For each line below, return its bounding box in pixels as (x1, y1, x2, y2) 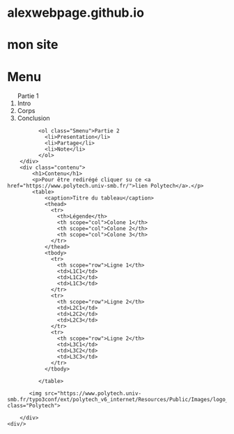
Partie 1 (17, 92, 39, 100)
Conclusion (17, 114, 50, 123)
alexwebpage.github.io (7, 5, 145, 21)
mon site (7, 37, 58, 53)
